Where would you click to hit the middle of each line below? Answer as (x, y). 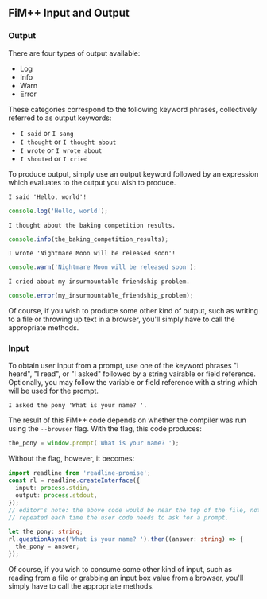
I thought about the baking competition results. (92, 225)
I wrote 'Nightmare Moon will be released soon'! (92, 254)
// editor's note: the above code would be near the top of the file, (128, 510)
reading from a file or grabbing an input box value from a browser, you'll (126, 578)
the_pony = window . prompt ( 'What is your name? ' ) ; (94, 443)
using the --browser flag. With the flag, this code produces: (105, 429)
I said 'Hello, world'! (48, 197)
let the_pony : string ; (46, 532)
